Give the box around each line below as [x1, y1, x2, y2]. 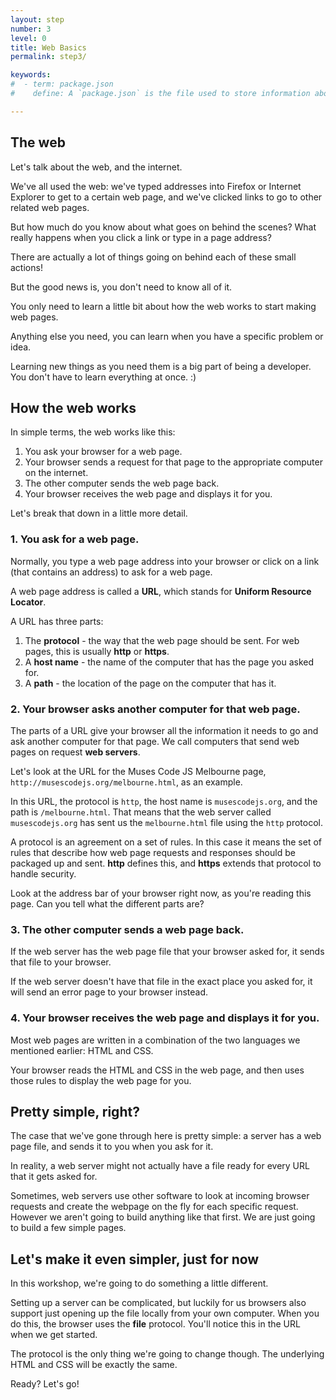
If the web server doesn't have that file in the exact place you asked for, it [10, 976, 313, 988]
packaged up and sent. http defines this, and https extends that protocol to [10, 857, 322, 869]
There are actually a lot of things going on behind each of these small [10, 251, 297, 263]
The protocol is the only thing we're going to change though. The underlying [10, 1348, 325, 1360]
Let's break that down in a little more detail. [10, 507, 188, 520]
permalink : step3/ [10, 52, 87, 62]
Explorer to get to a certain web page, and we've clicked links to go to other [10, 191, 323, 203]
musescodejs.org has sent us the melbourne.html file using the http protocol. [10, 816, 323, 828]
